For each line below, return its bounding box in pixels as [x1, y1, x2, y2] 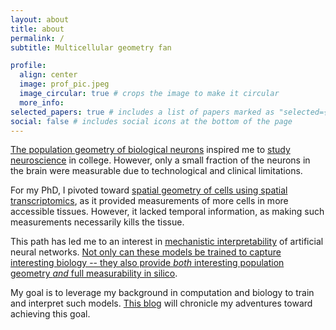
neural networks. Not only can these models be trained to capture [10, 246, 282, 258]
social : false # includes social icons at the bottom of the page [10, 116, 293, 126]
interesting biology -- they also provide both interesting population [10, 257, 285, 269]
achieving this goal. [10, 308, 91, 320]
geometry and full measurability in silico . [10, 267, 178, 280]
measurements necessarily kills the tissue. [10, 216, 185, 228]
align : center [19, 70, 78, 80]
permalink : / [10, 33, 65, 43]
